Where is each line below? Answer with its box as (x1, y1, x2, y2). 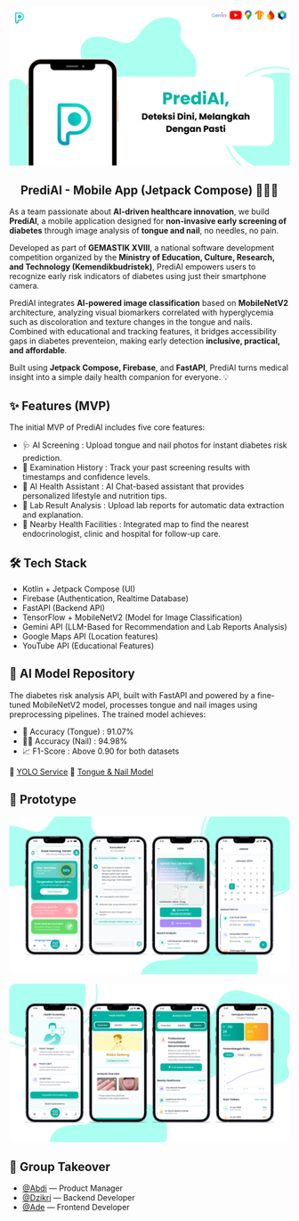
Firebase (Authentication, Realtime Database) (21, 592, 190, 604)
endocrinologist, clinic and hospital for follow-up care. (21, 529, 221, 540)
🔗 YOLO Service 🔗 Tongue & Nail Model (9, 766, 154, 777)
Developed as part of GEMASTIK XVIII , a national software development (9, 243, 274, 253)
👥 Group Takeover (9, 1159, 111, 1175)
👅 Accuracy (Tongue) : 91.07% (21, 726, 134, 737)
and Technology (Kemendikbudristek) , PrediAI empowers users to (9, 261, 256, 272)
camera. (9, 280, 40, 292)
